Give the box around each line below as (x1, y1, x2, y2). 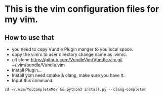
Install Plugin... (11, 67, 42, 73)
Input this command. (11, 77, 54, 83)
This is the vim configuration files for (4, 3, 159, 15)
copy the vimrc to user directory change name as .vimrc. (11, 51, 127, 57)
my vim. (4, 14, 38, 25)
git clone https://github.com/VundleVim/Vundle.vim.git (11, 57, 123, 62)
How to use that (4, 33, 54, 42)
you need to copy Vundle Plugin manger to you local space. (11, 47, 134, 52)
